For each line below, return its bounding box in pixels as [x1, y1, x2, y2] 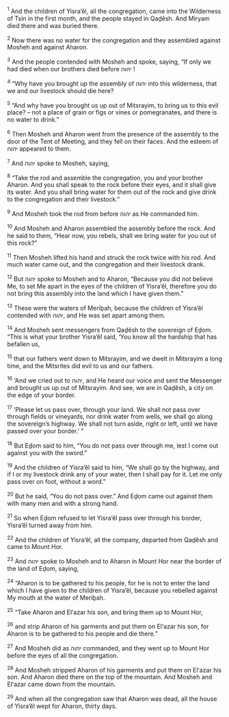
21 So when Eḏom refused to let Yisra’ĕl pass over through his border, [7, 513, 202, 522]
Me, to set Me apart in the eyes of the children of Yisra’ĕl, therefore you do [7, 282, 217, 290]
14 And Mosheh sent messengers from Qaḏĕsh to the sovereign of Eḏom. [7, 324, 213, 334]
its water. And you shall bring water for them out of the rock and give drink [7, 188, 217, 196]
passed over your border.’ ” [7, 427, 84, 435]
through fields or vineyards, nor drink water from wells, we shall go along [7, 413, 213, 421]
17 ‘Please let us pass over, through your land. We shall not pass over [7, 404, 201, 413]
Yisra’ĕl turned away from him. [7, 521, 93, 529]
